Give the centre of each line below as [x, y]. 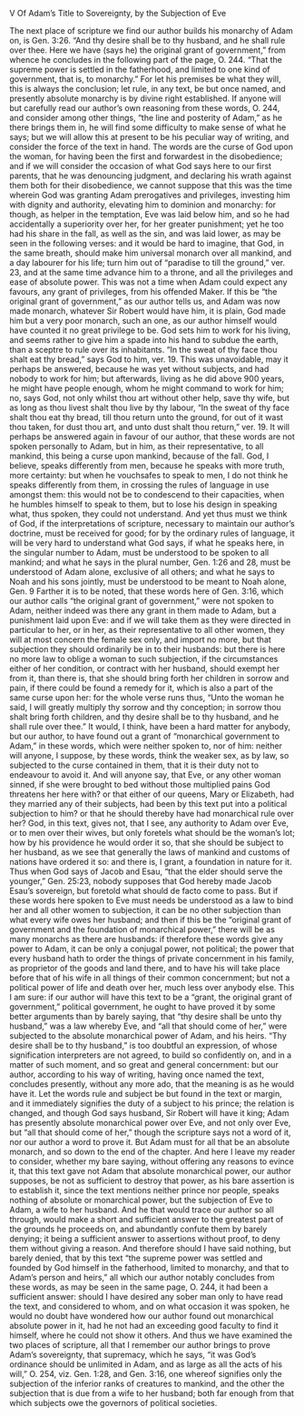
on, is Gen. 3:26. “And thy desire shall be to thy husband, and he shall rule [147, 40]
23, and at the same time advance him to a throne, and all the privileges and [151, 272]
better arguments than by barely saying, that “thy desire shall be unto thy [146, 1016]
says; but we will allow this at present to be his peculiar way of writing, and [149, 137]
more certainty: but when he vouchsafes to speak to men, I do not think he [149, 475]
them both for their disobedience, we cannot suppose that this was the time [151, 185]
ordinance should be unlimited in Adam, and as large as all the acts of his [146, 1364]
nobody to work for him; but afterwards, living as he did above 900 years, [147, 378]
